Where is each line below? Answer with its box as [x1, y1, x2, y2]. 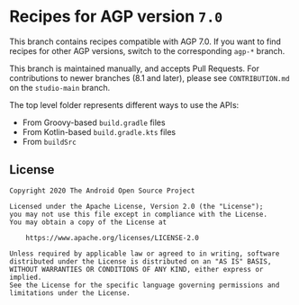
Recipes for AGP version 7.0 [9, 6, 223, 27]
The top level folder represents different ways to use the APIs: [9, 99, 240, 110]
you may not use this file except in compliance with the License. [9, 210, 268, 219]
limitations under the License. [9, 288, 131, 298]
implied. [9, 273, 42, 282]
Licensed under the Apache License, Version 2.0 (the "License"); [9, 202, 264, 211]
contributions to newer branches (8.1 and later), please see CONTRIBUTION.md [9, 72, 290, 83]
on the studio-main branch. [9, 82, 111, 93]
